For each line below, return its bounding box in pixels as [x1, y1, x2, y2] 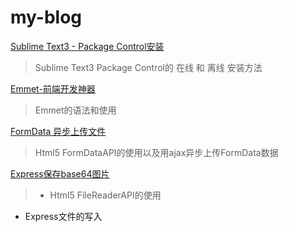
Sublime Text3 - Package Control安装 [10, 40, 165, 52]
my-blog [10, 6, 83, 29]
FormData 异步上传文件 [10, 125, 107, 137]
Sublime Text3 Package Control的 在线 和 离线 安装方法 [34, 61, 263, 73]
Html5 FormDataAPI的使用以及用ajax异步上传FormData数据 [34, 146, 279, 158]
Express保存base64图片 [10, 167, 110, 180]
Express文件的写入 [24, 210, 103, 222]
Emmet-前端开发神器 [10, 82, 96, 95]
